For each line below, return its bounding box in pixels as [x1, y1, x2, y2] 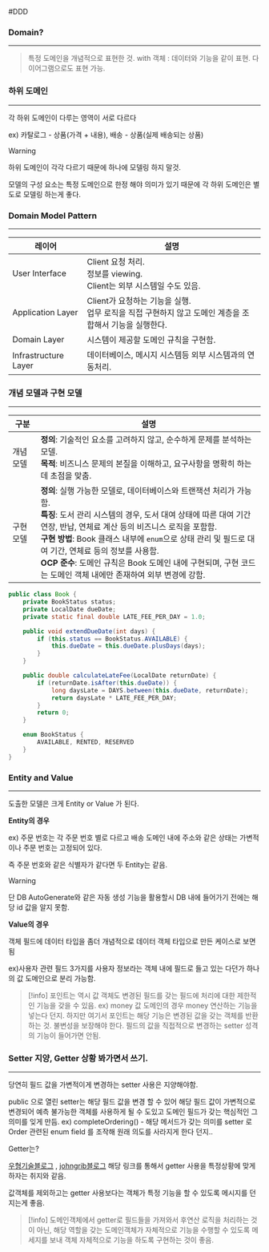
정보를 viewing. [86, 268, 143, 279]
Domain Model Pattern [8, 210, 98, 221]
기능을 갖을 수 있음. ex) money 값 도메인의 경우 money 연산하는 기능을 [36, 1000, 258, 1010]
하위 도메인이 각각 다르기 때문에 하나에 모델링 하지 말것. [8, 162, 182, 172]
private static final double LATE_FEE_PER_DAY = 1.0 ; [22, 612, 206, 620]
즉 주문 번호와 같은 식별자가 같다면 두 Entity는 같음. [8, 859, 168, 869]
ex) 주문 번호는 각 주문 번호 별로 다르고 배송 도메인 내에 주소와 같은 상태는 [8, 833, 239, 842]
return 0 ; [37, 709, 70, 717]
